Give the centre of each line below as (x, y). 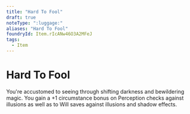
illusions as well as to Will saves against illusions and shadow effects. (92, 104)
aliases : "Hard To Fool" (37, 28)
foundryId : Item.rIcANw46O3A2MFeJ (49, 34)
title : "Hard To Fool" (34, 12)
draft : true (21, 17)
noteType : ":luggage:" (34, 23)
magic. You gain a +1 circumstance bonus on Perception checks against (95, 98)
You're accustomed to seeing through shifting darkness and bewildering (95, 91)
